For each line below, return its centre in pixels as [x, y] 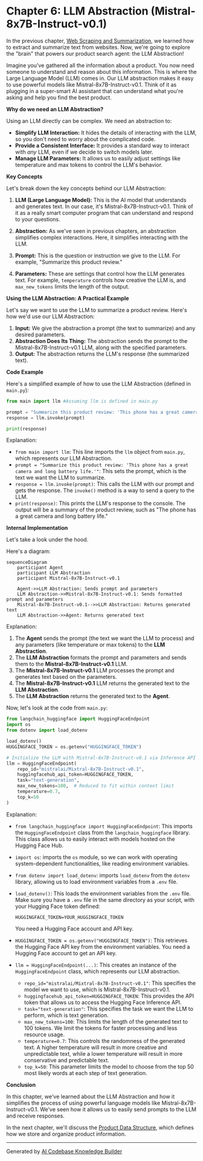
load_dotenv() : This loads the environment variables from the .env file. [103, 893]
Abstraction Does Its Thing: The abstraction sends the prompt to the [101, 341]
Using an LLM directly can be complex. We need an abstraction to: [89, 121]
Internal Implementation [37, 528]
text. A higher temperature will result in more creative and [96, 1047]
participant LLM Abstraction [54, 573]
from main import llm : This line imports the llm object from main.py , [100, 452]
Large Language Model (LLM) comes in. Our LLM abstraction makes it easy [100, 78]
